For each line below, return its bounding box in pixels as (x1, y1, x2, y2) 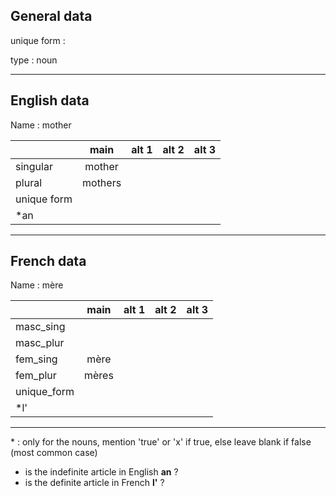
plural (15, 175, 43, 189)
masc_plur (15, 336, 65, 350)
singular (15, 159, 53, 173)
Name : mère (10, 279, 64, 291)
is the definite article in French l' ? (24, 477, 165, 489)
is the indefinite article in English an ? (24, 466, 179, 478)
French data (10, 253, 87, 270)
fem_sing (15, 352, 58, 366)
